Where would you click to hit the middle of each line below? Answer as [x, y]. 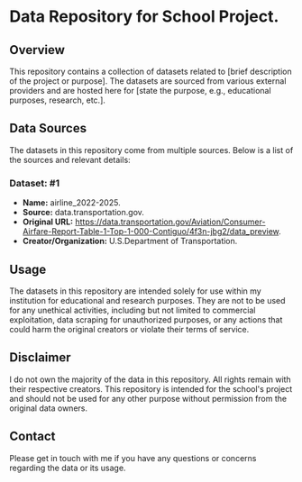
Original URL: [48, 222]
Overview [37, 50]
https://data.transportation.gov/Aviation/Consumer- [170, 222]
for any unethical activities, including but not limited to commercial [133, 310]
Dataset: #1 [35, 183]
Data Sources [48, 128]
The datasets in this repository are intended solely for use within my [135, 291]
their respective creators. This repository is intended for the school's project [151, 388]
